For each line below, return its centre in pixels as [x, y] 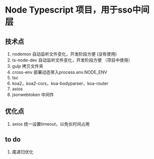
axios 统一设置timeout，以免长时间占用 [51, 124]
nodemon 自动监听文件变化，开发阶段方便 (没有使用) [64, 54]
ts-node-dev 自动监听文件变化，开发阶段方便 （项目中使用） [72, 60]
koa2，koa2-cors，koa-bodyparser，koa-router [60, 83]
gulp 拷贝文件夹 [28, 66]
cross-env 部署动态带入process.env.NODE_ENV [60, 72]
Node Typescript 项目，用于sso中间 [77, 10]
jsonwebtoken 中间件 [33, 95]
